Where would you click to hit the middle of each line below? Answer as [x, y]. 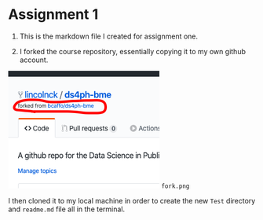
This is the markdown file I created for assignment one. [109, 36]
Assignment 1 [53, 15]
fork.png [175, 186]
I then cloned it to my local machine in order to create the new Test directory [132, 200]
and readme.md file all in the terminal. [67, 209]
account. [34, 60]
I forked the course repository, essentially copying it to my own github [132, 51]
